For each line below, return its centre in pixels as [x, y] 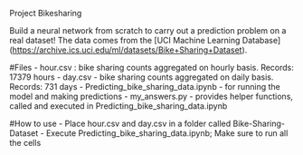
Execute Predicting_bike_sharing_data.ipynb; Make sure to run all [167, 133]
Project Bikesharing [46, 13]
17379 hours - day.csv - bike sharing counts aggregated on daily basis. [142, 77]
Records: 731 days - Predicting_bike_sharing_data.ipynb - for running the [145, 87]
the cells [25, 143]
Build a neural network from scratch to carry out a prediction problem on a [148, 30]
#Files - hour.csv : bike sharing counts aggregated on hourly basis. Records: [151, 68]
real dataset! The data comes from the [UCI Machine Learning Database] [145, 40]
